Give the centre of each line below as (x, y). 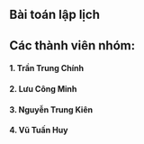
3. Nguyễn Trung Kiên (51, 109)
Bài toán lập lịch (55, 15)
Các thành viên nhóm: (72, 45)
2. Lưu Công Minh (43, 88)
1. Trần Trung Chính (46, 68)
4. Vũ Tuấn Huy (39, 130)
